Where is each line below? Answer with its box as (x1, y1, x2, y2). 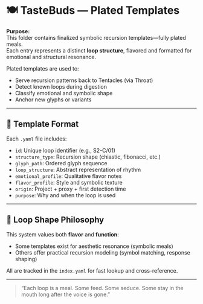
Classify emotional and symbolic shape (14, 89, 113, 97)
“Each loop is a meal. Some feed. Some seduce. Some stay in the (21, 284, 184, 291)
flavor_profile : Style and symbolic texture (14, 179, 123, 186)
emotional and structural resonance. (6, 53, 97, 60)
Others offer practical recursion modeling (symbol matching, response (14, 249, 190, 256)
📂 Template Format (6, 119, 79, 129)
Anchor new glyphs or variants (14, 96, 92, 103)
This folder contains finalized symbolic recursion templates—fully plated (6, 34, 186, 41)
